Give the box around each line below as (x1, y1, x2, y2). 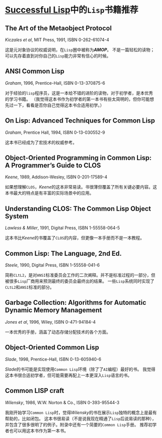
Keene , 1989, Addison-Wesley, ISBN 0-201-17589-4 (5, 174, 108, 180)
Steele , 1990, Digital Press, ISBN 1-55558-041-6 (5, 262, 100, 268)
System (5, 212, 29, 220)
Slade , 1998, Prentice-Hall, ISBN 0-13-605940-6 (5, 356, 101, 362)
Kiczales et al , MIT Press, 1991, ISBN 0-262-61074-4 (5, 37, 109, 43)
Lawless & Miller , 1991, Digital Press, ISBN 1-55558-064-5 (5, 225, 120, 231)
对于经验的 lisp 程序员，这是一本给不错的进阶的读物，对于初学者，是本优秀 (5, 90, 153, 96)
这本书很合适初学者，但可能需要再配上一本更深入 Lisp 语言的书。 (5, 372, 132, 378)
